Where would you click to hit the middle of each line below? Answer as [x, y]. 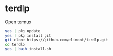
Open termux [18, 22]
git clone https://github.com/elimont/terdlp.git [57, 40]
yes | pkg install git [28, 35]
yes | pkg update [23, 31]
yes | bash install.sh [28, 49]
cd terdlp [15, 44]
